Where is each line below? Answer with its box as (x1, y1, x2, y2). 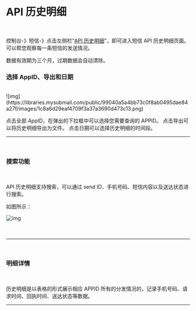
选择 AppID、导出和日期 (6, 72, 73, 81)
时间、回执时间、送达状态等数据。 (10, 292, 93, 299)
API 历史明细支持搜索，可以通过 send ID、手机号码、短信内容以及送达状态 (6, 183, 184, 190)
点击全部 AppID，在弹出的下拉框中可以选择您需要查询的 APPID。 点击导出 (6, 118, 184, 125)
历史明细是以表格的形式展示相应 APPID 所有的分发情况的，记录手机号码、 (6, 285, 183, 292)
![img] (6, 93, 20, 100)
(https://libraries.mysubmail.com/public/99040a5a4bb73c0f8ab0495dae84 (6, 99, 188, 106)
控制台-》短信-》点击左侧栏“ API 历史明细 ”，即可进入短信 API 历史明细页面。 (6, 37, 190, 44)
